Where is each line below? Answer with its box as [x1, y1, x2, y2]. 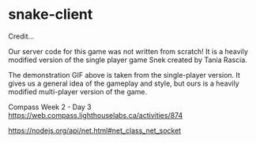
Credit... [8, 31, 35, 41]
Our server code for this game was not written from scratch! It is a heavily [8, 46, 249, 56]
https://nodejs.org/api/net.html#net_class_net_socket [8, 126, 182, 135]
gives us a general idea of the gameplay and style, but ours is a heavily [8, 79, 239, 88]
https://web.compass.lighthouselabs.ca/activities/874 [8, 110, 183, 119]
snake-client [8, 5, 93, 24]
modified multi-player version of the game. [8, 86, 148, 96]
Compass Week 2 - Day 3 [8, 102, 92, 112]
